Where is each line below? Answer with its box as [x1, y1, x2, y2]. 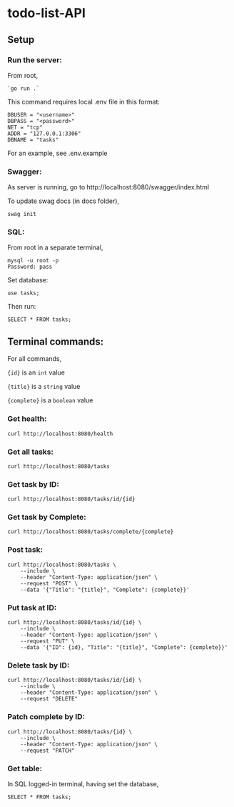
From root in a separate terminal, [7, 243, 103, 252]
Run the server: [7, 55, 63, 65]
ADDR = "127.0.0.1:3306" [7, 130, 81, 137]
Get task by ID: [7, 479, 59, 489]
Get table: [7, 763, 43, 773]
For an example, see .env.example [7, 149, 108, 157]
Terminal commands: [7, 335, 104, 347]
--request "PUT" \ [20, 638, 75, 645]
